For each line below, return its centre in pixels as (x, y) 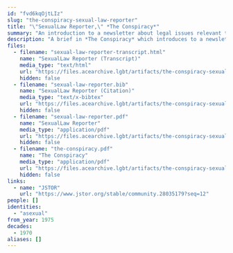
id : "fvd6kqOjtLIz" (35, 14)
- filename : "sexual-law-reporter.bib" (71, 85)
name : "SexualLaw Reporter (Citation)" (77, 91)
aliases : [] (24, 239)
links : (17, 181)
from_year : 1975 (31, 220)
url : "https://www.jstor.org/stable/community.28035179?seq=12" (114, 194)
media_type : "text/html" (55, 65)
